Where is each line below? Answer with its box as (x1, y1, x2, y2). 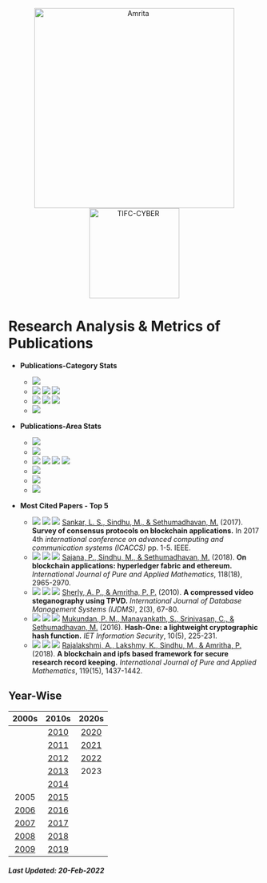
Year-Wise (8, 689, 62, 703)
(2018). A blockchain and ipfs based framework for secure (31, 648, 229, 658)
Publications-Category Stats (19, 360, 118, 370)
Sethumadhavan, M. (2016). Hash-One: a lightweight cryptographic (31, 622, 258, 632)
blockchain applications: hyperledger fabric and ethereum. (31, 560, 233, 570)
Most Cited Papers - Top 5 (19, 500, 109, 510)
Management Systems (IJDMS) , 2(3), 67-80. (31, 604, 180, 614)
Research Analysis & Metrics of (8, 317, 221, 335)
